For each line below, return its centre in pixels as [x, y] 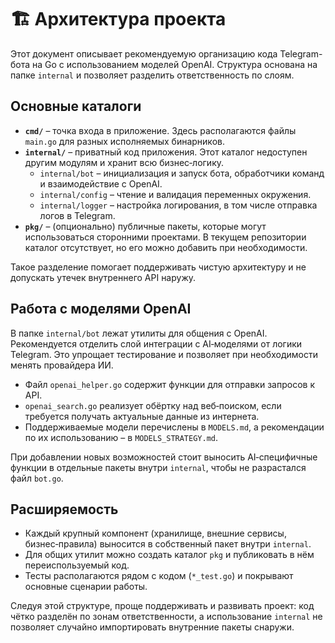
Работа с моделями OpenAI [101, 309]
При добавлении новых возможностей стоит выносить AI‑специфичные [164, 457]
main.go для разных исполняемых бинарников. [124, 141]
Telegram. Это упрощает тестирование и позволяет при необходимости [164, 354]
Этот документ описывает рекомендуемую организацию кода [144, 53]
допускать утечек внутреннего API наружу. [103, 277]
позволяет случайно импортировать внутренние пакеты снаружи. [152, 627]
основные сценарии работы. [86, 587]
